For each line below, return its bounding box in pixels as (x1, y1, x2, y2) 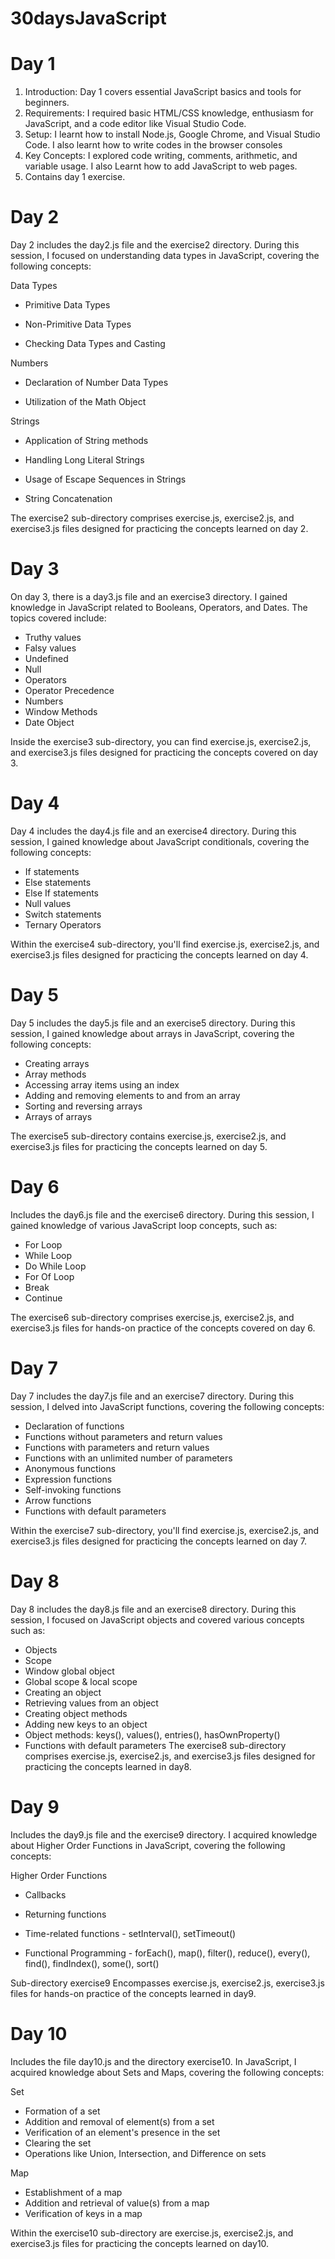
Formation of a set (24, 2105, 101, 2117)
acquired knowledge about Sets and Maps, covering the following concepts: (10, 2066, 325, 2078)
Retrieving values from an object (24, 1697, 159, 1709)
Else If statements (24, 887, 100, 899)
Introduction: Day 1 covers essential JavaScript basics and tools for (24, 86, 302, 98)
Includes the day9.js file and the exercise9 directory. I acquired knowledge (10, 1828, 318, 1841)
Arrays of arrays (24, 1110, 93, 1122)
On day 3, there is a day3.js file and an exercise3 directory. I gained (10, 591, 288, 602)
